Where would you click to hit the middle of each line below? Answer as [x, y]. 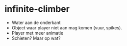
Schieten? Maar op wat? [36, 38]
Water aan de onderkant [36, 23]
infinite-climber [37, 9]
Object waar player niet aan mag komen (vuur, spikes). [67, 27]
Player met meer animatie [38, 33]
